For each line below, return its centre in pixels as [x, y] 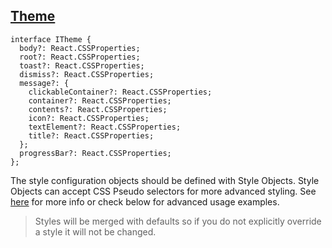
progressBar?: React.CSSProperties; [95, 153]
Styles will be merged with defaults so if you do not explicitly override [178, 221]
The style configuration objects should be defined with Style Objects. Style [165, 180]
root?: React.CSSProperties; [80, 57]
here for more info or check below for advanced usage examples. [145, 201]
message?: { [44, 83]
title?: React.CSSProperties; [91, 135]
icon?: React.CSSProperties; [89, 118]
